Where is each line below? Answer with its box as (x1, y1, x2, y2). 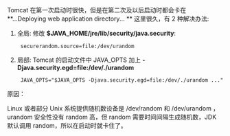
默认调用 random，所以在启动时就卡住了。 (7, 122, 127, 129)
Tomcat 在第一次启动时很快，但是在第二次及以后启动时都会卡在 (7, 6, 187, 14)
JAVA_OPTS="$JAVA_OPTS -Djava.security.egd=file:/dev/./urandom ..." (20, 77, 224, 84)
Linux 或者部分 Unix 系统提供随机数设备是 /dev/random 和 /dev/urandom (7, 104, 211, 112)
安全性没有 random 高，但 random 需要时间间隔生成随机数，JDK (34, 113, 217, 121)
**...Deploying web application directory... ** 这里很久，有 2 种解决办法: (7, 14, 209, 23)
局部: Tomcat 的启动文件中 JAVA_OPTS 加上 (16, 56, 141, 64)
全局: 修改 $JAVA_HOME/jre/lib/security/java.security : (16, 30, 176, 37)
